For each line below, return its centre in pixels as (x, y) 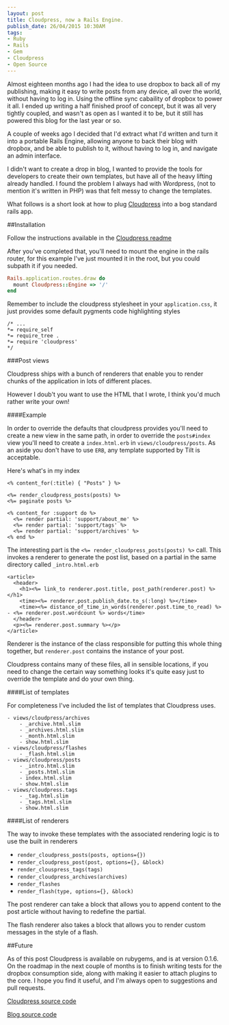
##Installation (26, 224)
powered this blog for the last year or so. (64, 120)
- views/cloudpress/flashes (47, 748)
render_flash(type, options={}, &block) (75, 892)
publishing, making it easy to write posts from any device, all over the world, (114, 91)
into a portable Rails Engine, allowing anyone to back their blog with (103, 141)
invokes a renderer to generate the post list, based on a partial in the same (112, 557)
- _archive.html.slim (50, 724)
